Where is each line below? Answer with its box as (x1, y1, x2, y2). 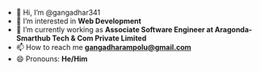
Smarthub (15, 33, 51, 43)
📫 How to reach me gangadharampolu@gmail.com (15, 43, 191, 52)
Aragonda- (214, 25, 253, 34)
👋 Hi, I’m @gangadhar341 (15, 8, 101, 17)
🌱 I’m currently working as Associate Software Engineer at (15, 25, 214, 34)
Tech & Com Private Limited (52, 33, 147, 43)
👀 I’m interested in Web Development (15, 16, 141, 26)
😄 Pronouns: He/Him (15, 54, 88, 64)
